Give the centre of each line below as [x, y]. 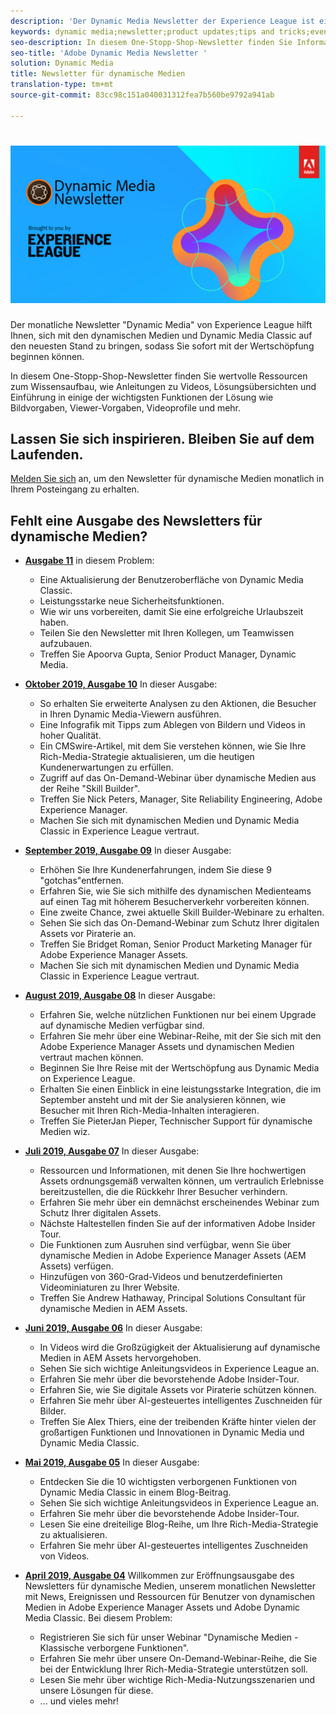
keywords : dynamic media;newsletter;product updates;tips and [142, 31]
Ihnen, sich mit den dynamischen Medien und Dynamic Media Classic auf [161, 335]
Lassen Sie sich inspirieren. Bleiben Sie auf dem [162, 438]
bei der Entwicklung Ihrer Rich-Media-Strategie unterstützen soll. [173, 1669]
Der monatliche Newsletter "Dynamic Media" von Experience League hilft [161, 324]
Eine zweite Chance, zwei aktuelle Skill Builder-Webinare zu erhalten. [182, 912]
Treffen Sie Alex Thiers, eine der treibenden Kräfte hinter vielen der [178, 1422]
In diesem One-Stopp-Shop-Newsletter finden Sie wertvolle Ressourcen [159, 376]
